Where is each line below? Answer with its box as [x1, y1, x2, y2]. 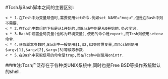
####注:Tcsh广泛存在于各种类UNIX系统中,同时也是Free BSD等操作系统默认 [5, 62, 161, 68]
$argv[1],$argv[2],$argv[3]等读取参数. [5, 47, 85, 52]
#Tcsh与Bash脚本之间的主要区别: [5, 5, 74, 10]
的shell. [5, 68, 21, 74]
